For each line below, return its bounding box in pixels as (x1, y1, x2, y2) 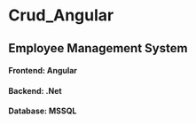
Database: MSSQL (8, 105, 77, 116)
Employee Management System (8, 41, 188, 56)
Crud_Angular (8, 5, 114, 26)
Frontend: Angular (8, 66, 77, 76)
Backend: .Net (8, 85, 63, 96)
